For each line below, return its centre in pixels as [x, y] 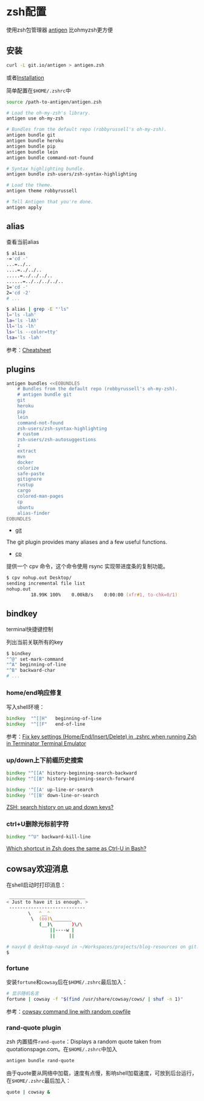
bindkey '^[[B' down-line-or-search [53, 796]
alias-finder [34, 513]
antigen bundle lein [32, 152]
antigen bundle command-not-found [50, 158]
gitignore [30, 479]
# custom [28, 434]
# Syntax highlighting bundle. [46, 169]
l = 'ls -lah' [21, 315]
